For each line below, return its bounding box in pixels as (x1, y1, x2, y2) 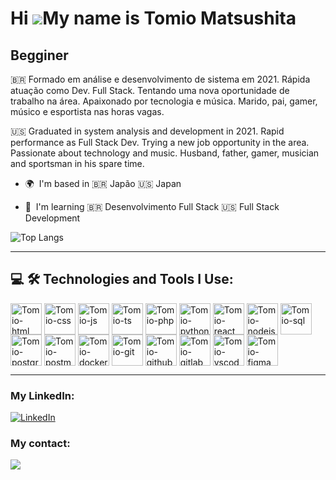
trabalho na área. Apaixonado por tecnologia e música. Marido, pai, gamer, (10, 95, 318, 107)
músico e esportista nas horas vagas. (10, 106, 165, 117)
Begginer (10, 47, 69, 64)
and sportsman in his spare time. (10, 158, 145, 169)
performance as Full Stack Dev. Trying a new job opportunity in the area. (10, 137, 310, 148)
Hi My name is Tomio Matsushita (10, 7, 297, 30)
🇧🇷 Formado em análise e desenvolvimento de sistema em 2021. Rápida (10, 73, 311, 85)
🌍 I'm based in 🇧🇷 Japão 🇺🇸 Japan (24, 178, 182, 189)
